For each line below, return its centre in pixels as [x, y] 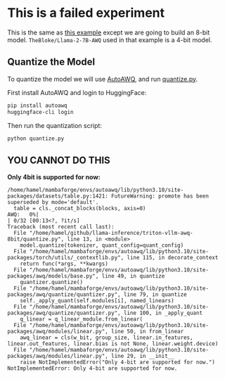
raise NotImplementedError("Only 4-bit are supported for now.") [118, 362]
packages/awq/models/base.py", [53, 276]
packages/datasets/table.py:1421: [58, 196]
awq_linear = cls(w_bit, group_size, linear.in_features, [107, 338]
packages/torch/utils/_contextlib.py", [66, 258]
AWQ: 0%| [23, 215]
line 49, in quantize [133, 276]
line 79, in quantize [155, 295]
